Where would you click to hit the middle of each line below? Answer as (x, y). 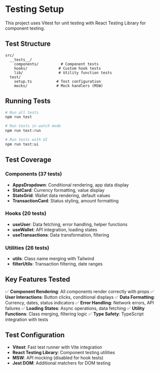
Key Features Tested (38, 279)
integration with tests (27, 319)
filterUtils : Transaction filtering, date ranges (57, 264)
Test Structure (28, 44)
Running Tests (28, 101)
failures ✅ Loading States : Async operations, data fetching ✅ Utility (75, 308)
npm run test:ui (22, 144)
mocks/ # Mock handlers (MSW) (59, 86)
